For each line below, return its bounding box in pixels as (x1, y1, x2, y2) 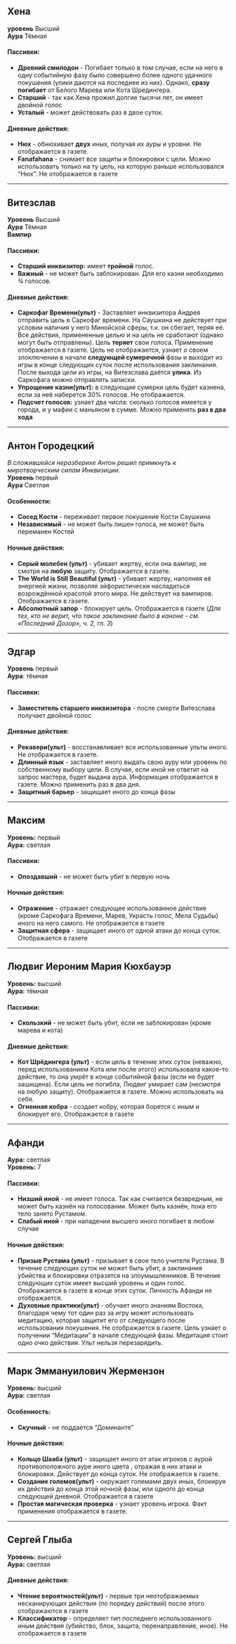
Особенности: (7, 497, 51, 505)
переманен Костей (17, 527, 75, 536)
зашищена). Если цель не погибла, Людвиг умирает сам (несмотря (17, 1080, 221, 1089)
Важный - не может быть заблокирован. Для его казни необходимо (17, 270, 223, 278)
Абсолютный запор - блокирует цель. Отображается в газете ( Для (17, 604, 221, 612)
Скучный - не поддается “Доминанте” (17, 1423, 134, 1431)
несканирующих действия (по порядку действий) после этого (17, 1599, 205, 1607)
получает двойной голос (17, 711, 92, 719)
